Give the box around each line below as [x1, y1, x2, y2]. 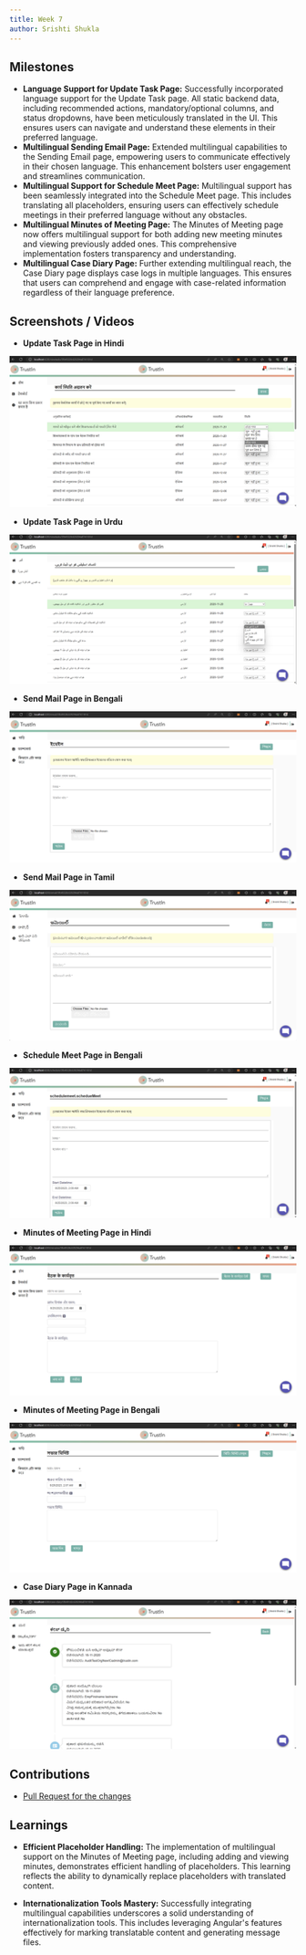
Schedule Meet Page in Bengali [22, 1050, 143, 1061]
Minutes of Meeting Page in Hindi [22, 1227, 152, 1238]
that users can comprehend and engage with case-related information [22, 277, 287, 288]
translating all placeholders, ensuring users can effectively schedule [22, 200, 280, 211]
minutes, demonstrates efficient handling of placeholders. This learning [22, 1861, 291, 1872]
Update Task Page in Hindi [22, 338, 125, 349]
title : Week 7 [9, 15, 64, 24]
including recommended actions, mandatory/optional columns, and [22, 103, 275, 114]
